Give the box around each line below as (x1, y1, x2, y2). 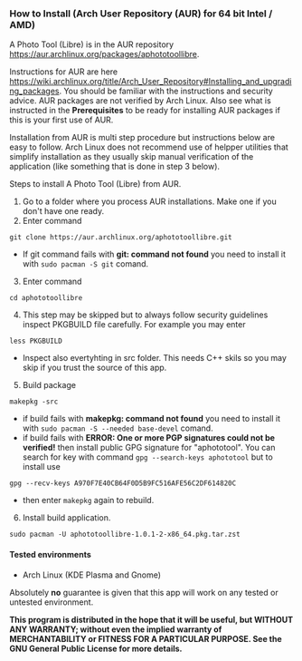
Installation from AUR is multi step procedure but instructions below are (9, 132, 276, 143)
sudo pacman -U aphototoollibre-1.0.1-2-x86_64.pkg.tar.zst (9, 530, 241, 539)
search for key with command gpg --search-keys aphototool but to (22, 452, 273, 462)
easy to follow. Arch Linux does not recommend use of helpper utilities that (9, 141, 289, 152)
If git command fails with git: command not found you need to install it (22, 248, 287, 260)
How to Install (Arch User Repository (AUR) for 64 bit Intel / (9, 7, 273, 20)
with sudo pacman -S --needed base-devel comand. (22, 423, 214, 433)
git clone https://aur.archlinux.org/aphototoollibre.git (9, 233, 232, 242)
